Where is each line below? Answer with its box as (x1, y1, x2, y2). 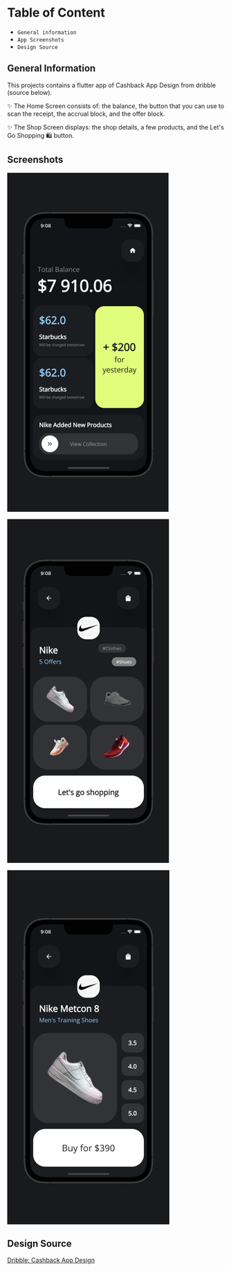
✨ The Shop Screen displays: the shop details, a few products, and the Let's (7, 123, 225, 131)
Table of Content (7, 5, 106, 21)
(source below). (7, 88, 53, 96)
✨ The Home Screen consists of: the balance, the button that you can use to (7, 102, 225, 110)
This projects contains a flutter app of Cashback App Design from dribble (7, 81, 216, 89)
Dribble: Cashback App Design (7, 1256, 95, 1265)
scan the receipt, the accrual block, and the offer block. (7, 109, 165, 118)
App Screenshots (17, 36, 64, 43)
